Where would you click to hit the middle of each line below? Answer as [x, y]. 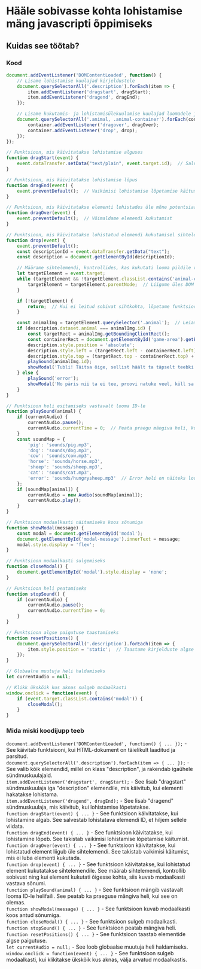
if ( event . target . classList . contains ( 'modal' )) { [80, 699]
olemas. [16, 903]
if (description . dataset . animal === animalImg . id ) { [84, 328]
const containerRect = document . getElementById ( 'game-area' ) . [107, 339]
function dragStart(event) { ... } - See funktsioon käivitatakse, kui [92, 813]
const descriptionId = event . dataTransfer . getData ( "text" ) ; [93, 252]
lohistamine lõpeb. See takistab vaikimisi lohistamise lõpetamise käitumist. [98, 839]
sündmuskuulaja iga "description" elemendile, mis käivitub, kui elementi [95, 788]
